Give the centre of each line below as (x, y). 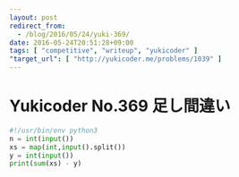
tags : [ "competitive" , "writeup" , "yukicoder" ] (104, 51)
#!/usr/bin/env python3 (54, 131)
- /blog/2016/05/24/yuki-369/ (73, 34)
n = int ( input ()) (42, 139)
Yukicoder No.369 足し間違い (120, 106)
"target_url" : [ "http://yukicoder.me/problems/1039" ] (115, 59)
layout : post (34, 17)
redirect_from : (38, 26)
